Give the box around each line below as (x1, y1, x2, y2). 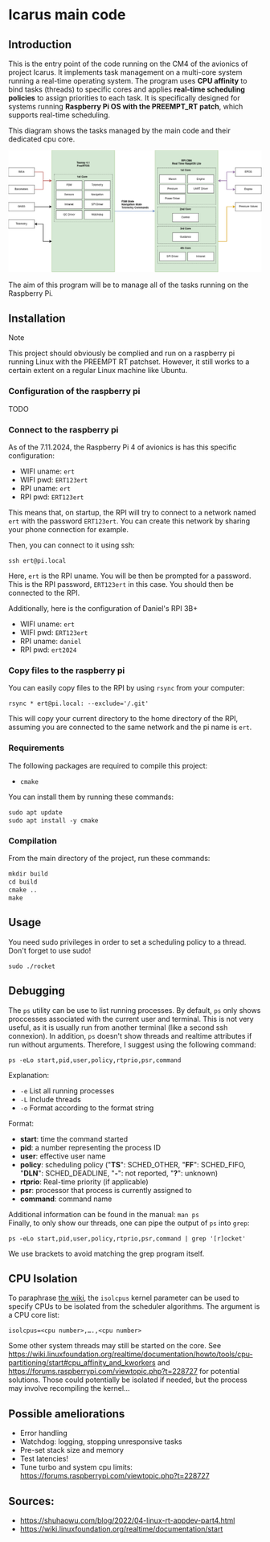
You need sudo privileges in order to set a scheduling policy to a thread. (8, 937, 247, 946)
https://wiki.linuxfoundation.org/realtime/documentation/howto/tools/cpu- (8, 1349, 253, 1360)
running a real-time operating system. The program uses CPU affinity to (8, 76, 247, 85)
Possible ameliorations (8, 1407, 125, 1421)
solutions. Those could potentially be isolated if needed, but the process (8, 1375, 247, 1384)
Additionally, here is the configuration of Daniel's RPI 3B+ (8, 604, 198, 613)
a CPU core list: (8, 1310, 60, 1320)
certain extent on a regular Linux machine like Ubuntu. (8, 366, 188, 375)
